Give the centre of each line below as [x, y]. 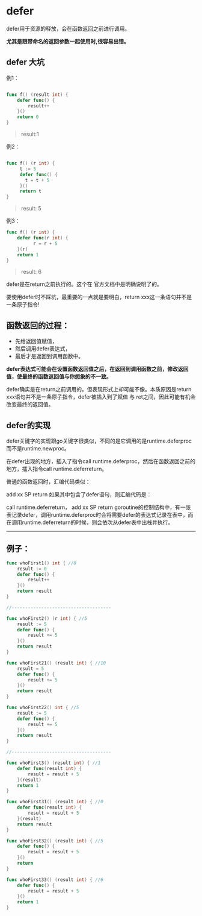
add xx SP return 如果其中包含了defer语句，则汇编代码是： [79, 494]
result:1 [30, 134]
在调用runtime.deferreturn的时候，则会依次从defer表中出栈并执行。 [90, 522]
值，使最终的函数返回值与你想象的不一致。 [59, 377]
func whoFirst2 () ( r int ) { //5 [47, 618]
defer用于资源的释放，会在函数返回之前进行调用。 [68, 28]
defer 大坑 [26, 62]
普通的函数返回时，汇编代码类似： [48, 482]
